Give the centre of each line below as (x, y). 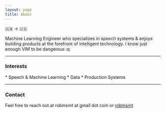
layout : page (19, 10)
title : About (19, 14)
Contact (15, 95)
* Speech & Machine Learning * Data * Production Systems (65, 77)
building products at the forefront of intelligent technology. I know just (76, 44)
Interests (16, 66)
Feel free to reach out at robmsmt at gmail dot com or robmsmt (69, 106)
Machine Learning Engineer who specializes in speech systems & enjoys (79, 38)
